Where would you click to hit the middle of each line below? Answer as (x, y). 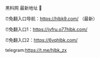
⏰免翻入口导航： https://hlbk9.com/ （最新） (52, 19)
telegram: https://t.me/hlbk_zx (36, 50)
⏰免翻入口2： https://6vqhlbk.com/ (41, 40)
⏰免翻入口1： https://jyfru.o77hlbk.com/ (46, 29)
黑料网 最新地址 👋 (24, 8)
